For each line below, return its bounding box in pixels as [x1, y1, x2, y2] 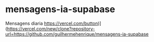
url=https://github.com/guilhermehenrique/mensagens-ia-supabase [5, 31, 149, 37]
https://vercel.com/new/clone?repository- [7, 25, 95, 31]
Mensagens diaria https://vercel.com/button [5, 20, 98, 26]
